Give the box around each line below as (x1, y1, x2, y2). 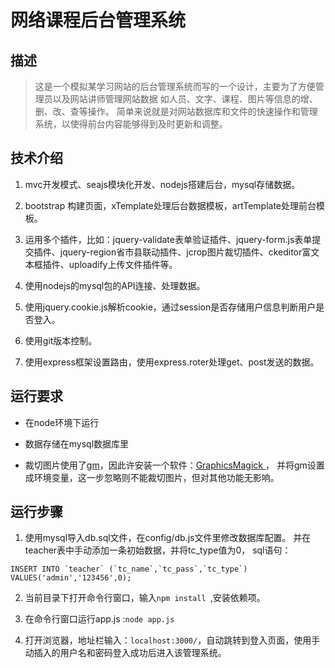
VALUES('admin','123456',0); (10, 573, 132, 583)
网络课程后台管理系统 (10, 9, 187, 32)
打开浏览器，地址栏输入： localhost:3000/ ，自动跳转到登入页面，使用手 (24, 634, 321, 646)
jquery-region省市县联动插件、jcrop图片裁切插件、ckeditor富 (59, 246, 312, 258)
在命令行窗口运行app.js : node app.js (24, 613, 175, 625)
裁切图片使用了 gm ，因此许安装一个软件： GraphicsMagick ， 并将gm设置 (24, 459, 325, 471)
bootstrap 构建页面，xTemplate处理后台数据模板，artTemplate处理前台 (24, 199, 317, 211)
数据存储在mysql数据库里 (24, 437, 130, 450)
